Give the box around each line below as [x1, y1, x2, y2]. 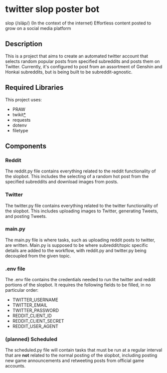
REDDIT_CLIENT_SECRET [12, 318, 64, 324]
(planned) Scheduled [5, 336, 57, 343]
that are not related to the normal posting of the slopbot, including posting [5, 353, 158, 359]
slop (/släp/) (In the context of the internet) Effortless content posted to [5, 20, 151, 26]
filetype [12, 127, 28, 133]
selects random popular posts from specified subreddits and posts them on [5, 58, 160, 64]
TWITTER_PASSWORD [12, 308, 59, 314]
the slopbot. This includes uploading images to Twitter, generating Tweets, [5, 208, 159, 214]
